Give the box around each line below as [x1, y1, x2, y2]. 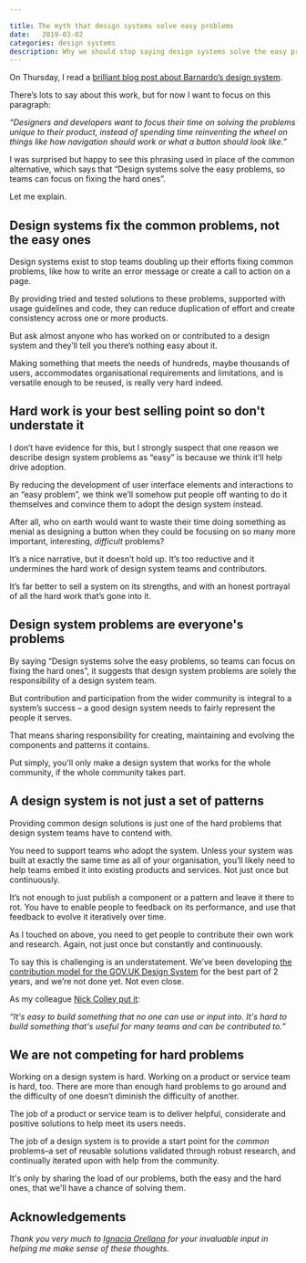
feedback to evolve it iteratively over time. [9, 910, 167, 922]
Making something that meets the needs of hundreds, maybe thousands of [9, 358, 290, 369]
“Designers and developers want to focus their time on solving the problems [9, 117, 296, 128]
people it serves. [9, 711, 73, 722]
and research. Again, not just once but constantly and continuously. [9, 938, 263, 950]
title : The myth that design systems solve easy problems [9, 21, 234, 30]
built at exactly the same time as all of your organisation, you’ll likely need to [9, 855, 296, 866]
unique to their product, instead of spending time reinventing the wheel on [9, 127, 289, 138]
